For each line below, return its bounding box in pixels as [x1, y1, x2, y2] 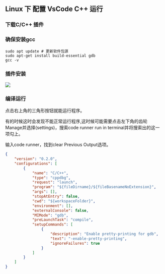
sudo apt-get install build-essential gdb [5, 53, 96, 58]
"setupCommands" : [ [32, 222, 73, 227]
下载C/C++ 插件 [5, 21, 44, 28]
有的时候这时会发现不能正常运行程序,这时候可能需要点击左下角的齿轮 [5, 118, 148, 125]
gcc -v [5, 58, 19, 63]
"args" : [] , [32, 189, 57, 194]
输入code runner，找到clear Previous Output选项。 [5, 142, 111, 148]
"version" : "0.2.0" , [14, 156, 57, 161]
